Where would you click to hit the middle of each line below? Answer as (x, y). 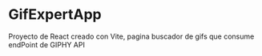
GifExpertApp (55, 15)
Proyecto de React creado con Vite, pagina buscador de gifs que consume (131, 36)
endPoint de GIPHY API (47, 44)
